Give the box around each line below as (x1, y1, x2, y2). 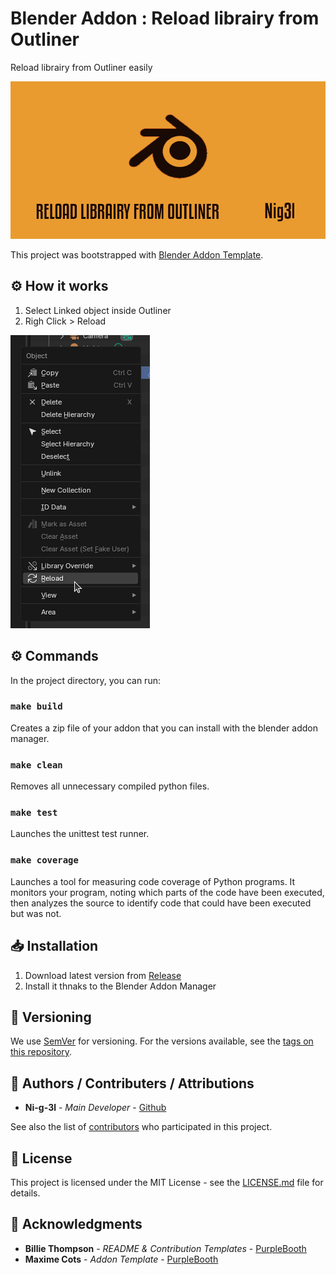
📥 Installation (10, 938, 99, 955)
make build (10, 701, 63, 712)
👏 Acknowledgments (10, 1216, 143, 1233)
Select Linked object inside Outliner (24, 304, 172, 316)
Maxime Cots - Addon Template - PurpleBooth (24, 1253, 219, 1265)
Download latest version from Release (24, 969, 182, 981)
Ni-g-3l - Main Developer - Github (24, 1102, 167, 1114)
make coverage (10, 855, 79, 866)
